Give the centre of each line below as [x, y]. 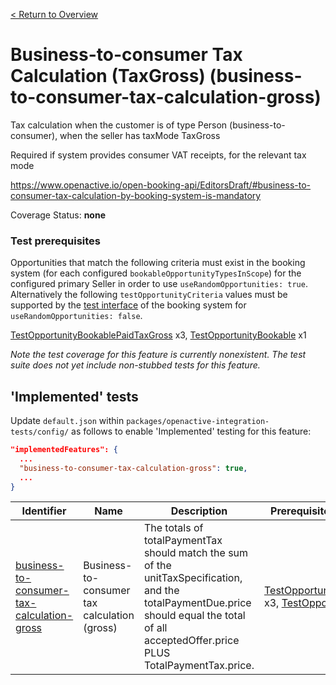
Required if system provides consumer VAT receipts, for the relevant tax [158, 155]
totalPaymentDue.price [197, 603]
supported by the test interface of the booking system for [128, 305]
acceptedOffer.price [191, 641]
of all [155, 628]
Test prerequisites [56, 241]
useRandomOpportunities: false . [76, 316]
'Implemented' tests [74, 396]
